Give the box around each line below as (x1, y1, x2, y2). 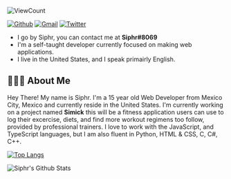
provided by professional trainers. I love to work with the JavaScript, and (7, 123, 214, 131)
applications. (17, 48, 54, 56)
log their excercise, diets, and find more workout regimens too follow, (7, 115, 205, 123)
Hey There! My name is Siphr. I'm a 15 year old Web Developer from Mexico (7, 93, 223, 101)
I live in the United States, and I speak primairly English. (17, 55, 176, 63)
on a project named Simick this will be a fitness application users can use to (7, 107, 224, 116)
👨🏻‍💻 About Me (7, 75, 71, 87)
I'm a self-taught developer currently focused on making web (17, 41, 192, 48)
